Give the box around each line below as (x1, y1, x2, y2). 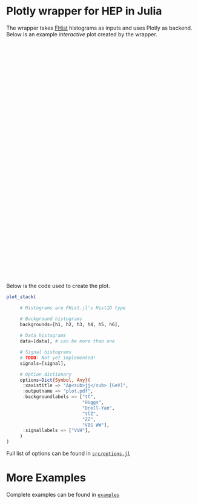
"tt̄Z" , (82, 410, 99, 417)
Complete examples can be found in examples (6, 491, 120, 498)
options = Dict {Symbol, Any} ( (19, 377, 91, 383)
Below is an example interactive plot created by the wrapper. (6, 30, 157, 38)
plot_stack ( (6, 293, 36, 300)
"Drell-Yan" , (82, 405, 115, 411)
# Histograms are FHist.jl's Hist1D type (19, 304, 126, 311)
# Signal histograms (19, 349, 71, 355)
